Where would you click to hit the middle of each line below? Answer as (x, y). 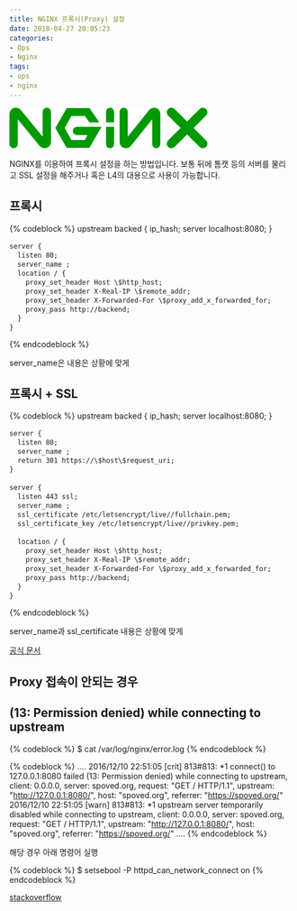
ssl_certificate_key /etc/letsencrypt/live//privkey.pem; (129, 524)
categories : (31, 38)
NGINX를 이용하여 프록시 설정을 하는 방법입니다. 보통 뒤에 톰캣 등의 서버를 (139, 163)
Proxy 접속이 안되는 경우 (74, 681)
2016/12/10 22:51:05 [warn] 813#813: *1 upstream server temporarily (136, 805)
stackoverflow (36, 897)
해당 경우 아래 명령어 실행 (54, 851)
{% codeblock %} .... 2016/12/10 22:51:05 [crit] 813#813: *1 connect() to (143, 766)
